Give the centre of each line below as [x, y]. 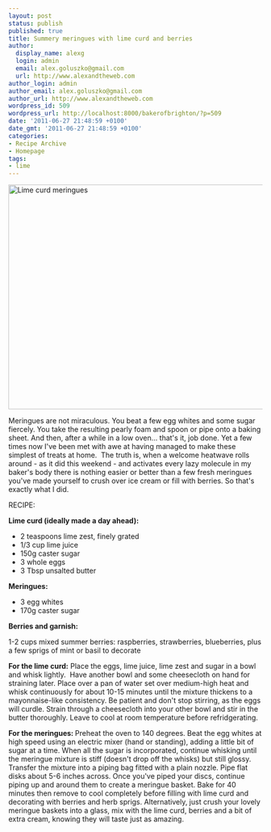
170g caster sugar [50, 611]
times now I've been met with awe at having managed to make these [122, 447]
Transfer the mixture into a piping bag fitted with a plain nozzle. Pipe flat [128, 767]
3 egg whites [42, 602]
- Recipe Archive [38, 143]
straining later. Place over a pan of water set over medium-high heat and [129, 683]
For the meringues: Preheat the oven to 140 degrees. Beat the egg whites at [135, 733]
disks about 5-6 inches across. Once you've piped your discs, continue [127, 776]
